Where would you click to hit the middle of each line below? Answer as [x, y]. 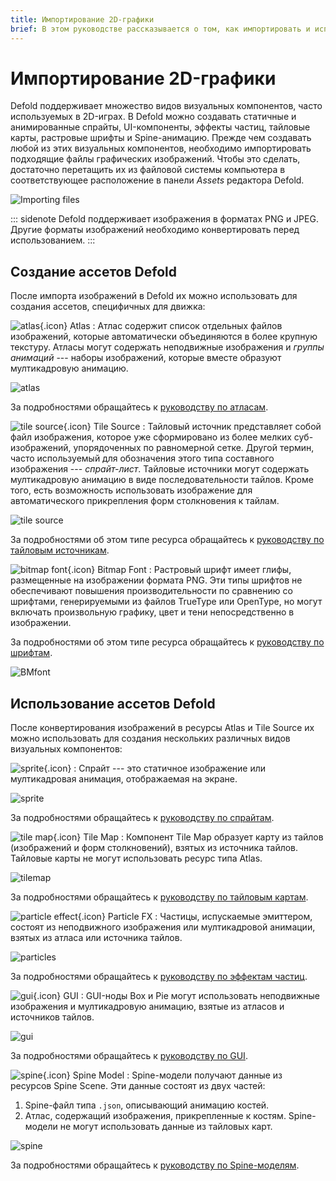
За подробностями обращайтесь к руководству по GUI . [129, 1056]
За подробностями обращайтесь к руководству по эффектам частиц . [159, 977]
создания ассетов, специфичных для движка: [108, 307]
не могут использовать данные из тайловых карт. [166, 1127]
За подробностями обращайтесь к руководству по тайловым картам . [159, 897]
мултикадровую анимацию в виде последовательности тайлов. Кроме [162, 480]
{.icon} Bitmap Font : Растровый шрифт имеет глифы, [179, 570]
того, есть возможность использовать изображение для [131, 490]
